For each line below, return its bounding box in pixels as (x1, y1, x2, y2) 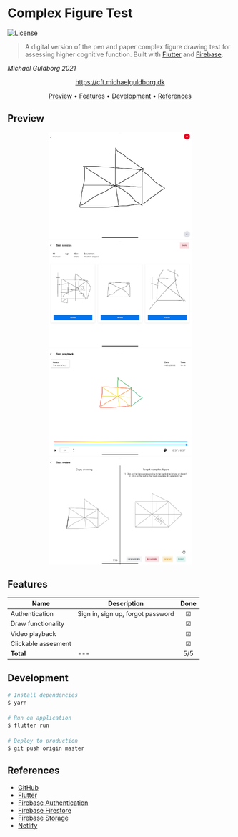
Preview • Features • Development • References (49, 91, 192, 100)
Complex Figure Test (7, 5, 133, 21)
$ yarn (7, 699, 27, 707)
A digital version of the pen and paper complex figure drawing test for (24, 42, 231, 51)
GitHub (17, 783, 39, 792)
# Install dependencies (7, 692, 79, 699)
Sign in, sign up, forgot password (77, 610, 174, 618)
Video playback (10, 629, 56, 638)
